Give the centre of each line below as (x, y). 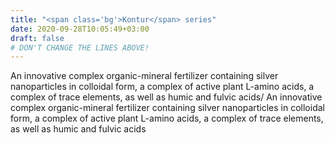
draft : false (37, 38)
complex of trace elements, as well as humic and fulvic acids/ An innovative (166, 97)
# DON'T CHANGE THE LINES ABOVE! (80, 47)
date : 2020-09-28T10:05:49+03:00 (80, 29)
